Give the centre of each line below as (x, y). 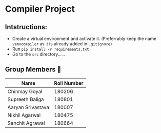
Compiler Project (40, 9)
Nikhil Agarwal (24, 115)
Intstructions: (26, 27)
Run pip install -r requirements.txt (50, 49)
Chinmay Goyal (25, 91)
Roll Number (69, 83)
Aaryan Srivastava (29, 107)
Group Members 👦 (33, 69)
